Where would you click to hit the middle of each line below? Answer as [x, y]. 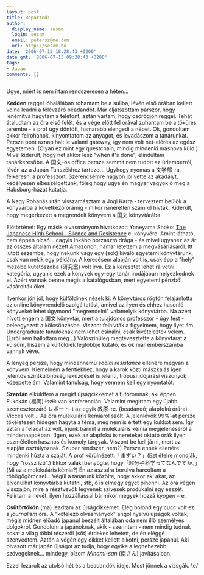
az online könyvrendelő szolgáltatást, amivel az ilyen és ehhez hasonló [95, 305]
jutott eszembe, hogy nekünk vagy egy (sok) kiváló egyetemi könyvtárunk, [100, 253]
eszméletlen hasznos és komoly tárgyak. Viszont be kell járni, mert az [93, 442]
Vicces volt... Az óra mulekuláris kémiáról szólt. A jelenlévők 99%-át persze [101, 416]
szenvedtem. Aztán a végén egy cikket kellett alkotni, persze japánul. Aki [98, 540]
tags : [13, 63]
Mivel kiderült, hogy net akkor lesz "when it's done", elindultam [85, 155]
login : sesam [28, 35]
